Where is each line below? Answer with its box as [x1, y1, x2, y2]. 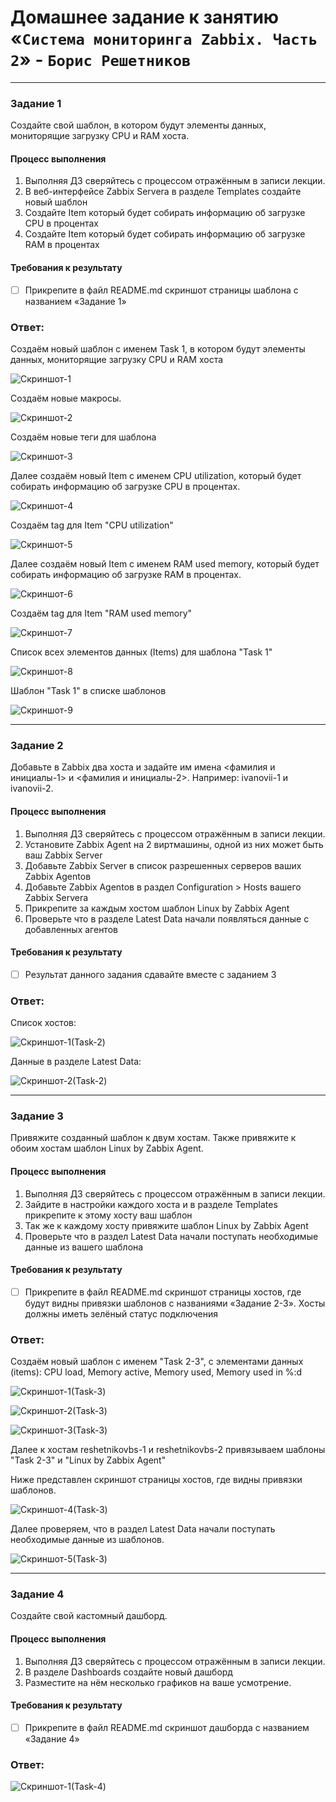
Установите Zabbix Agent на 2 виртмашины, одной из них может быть [24, 838, 324, 850]
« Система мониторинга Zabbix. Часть [10, 27, 318, 50]
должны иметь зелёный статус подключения [24, 1307, 218, 1320]
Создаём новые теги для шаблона [10, 431, 157, 443]
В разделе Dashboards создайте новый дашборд [24, 1666, 233, 1678]
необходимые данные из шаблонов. [10, 1534, 165, 1546]
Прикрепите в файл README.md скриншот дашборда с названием [24, 1721, 310, 1733]
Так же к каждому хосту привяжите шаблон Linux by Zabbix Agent [24, 1219, 309, 1231]
